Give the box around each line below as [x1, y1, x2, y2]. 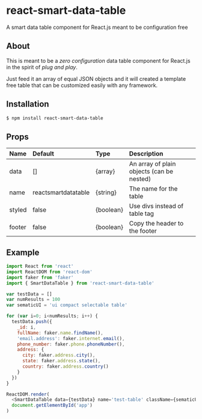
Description [129, 150, 164, 158]
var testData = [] [6, 291, 52, 297]
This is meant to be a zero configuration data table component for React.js [6, 57, 191, 64]
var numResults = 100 [6, 297, 61, 303]
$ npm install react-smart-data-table [6, 115, 103, 121]
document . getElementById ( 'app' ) [11, 402, 93, 409]
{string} [95, 188, 117, 197]
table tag [129, 209, 155, 218]
